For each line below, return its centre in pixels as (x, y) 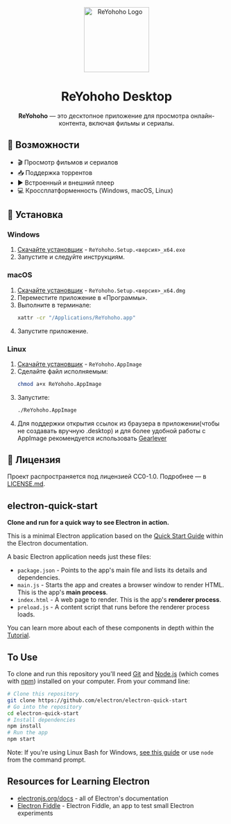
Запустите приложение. (53, 331)
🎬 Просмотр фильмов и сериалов (68, 162)
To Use (23, 657)
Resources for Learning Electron (79, 781)
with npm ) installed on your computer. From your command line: (99, 681)
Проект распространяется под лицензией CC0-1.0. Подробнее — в (107, 477)
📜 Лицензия (34, 460)
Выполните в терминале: (54, 305)
